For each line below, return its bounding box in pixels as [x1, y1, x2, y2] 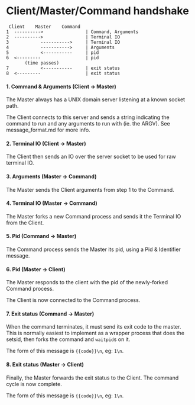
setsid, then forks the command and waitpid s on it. [6, 336, 131, 343]
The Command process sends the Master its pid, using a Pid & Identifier [6, 246, 181, 253]
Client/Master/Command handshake [6, 4, 189, 18]
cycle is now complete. [6, 380, 62, 387]
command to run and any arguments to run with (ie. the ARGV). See [6, 120, 170, 127]
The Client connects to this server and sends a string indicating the [6, 114, 170, 121]
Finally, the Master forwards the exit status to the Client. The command [6, 374, 179, 381]
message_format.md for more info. [6, 126, 90, 134]
